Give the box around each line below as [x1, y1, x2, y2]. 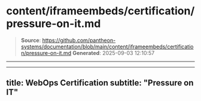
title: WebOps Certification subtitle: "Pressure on [6, 78, 194, 88]
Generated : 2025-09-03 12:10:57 [72, 49, 155, 56]
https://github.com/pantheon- [42, 36, 116, 44]
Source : [20, 36, 41, 44]
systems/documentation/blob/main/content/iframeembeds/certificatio [20, 43, 194, 50]
